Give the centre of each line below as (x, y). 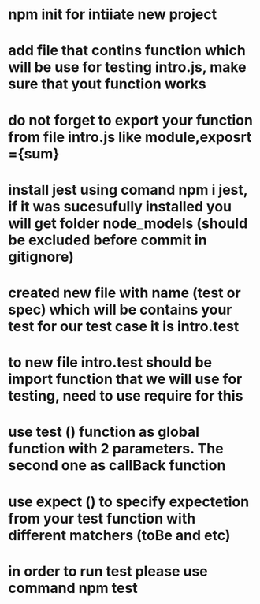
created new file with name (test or (125, 293)
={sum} (34, 153)
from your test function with (102, 518)
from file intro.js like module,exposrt (130, 137)
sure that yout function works (107, 84)
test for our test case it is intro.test (124, 326)
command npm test (73, 588)
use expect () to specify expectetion (129, 501)
